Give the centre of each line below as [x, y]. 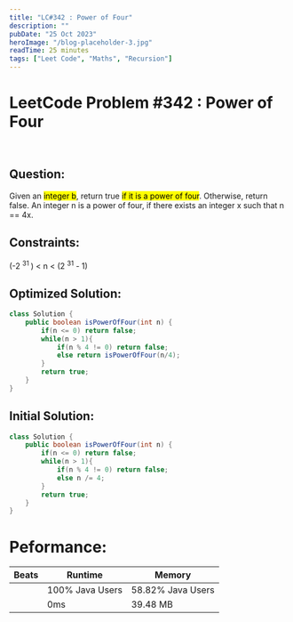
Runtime [85, 575]
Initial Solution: [52, 416]
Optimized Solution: [65, 293]
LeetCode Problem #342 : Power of [141, 103]
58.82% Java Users [173, 590]
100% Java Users [85, 590]
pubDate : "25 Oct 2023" [53, 34]
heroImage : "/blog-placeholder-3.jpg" [81, 42]
